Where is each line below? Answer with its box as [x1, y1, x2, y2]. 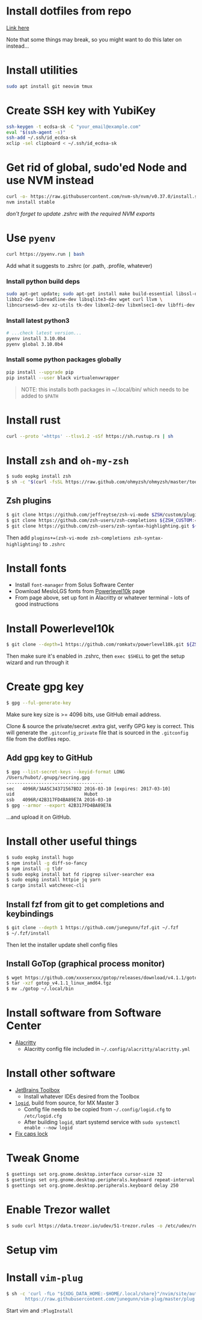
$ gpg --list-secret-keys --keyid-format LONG [6, 769, 125, 775]
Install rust [6, 413, 61, 427]
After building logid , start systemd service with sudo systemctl [23, 1119, 180, 1126]
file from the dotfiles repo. [6, 735, 71, 743]
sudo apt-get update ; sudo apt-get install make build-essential [6, 291, 173, 297]
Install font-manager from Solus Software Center [14, 581, 134, 589]
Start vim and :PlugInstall [6, 1307, 73, 1315]
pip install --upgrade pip [6, 369, 74, 375]
